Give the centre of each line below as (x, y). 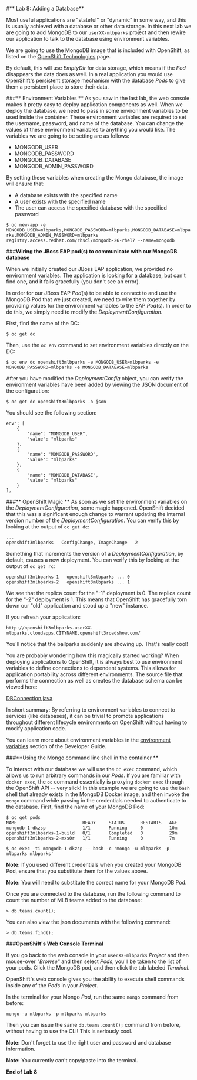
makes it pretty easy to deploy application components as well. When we (95, 105)
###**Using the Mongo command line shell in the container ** (82, 758)
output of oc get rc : (31, 566)
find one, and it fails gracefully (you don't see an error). (73, 282)
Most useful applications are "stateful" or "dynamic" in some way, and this (96, 20)
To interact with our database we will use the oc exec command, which (92, 769)
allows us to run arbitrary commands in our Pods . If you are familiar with (93, 775)
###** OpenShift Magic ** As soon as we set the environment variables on (97, 502)
